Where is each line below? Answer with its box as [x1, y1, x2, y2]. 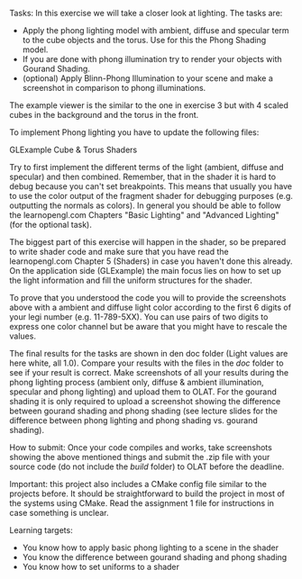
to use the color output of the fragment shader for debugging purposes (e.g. [9, 191, 293, 201]
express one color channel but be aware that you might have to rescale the [9, 321, 288, 331]
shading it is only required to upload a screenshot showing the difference [9, 396, 281, 406]
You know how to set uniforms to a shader [22, 562, 180, 572]
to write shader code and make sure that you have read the [9, 247, 229, 257]
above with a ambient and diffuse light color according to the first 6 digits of [9, 302, 291, 312]
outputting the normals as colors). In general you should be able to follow [9, 200, 281, 211]
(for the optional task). [9, 220, 92, 230]
